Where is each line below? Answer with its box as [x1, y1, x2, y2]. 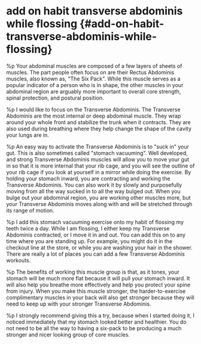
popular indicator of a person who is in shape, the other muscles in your [6, 81, 184, 88]
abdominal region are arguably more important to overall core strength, [6, 88, 181, 95]
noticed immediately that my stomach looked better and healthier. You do [6, 318, 187, 325]
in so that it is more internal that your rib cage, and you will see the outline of [6, 162, 195, 169]
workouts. [6, 256, 31, 264]
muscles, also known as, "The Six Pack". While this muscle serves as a [6, 75, 181, 82]
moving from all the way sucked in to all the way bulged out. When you [6, 187, 181, 195]
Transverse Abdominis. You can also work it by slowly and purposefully [6, 181, 182, 189]
